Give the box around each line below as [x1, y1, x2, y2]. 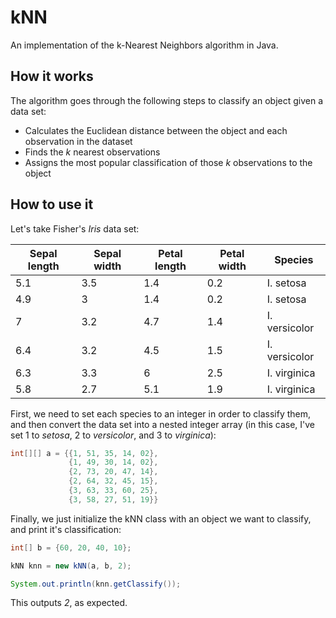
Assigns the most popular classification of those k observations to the [24, 156, 313, 168]
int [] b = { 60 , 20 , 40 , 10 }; [10, 542, 132, 553]
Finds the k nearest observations [24, 146, 161, 158]
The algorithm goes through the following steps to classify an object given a [10, 94, 324, 106]
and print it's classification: [10, 523, 122, 535]
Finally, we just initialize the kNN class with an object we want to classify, [10, 512, 312, 525]
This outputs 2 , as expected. [10, 597, 128, 609]
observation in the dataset [24, 135, 133, 147]
